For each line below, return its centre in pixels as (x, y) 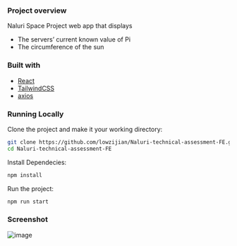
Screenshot (28, 219)
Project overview (37, 11)
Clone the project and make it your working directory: (85, 129)
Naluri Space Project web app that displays (70, 26)
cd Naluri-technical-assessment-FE (60, 149)
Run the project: (31, 188)
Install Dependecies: (37, 162)
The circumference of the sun (61, 47)
